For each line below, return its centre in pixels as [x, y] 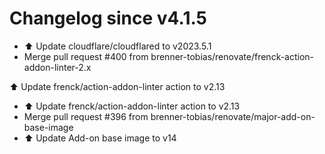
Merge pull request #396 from [86, 116]
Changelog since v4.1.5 [108, 18]
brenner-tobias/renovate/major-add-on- [233, 116]
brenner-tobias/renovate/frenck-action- [232, 56]
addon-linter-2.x [57, 67]
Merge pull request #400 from [86, 56]
